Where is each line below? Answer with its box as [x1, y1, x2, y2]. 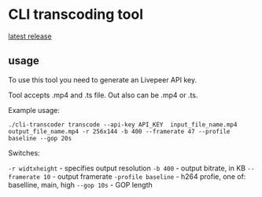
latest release [8, 31, 53, 41]
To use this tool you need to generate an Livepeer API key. [8, 75, 197, 84]
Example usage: [8, 105, 61, 115]
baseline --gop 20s [8, 134, 72, 142]
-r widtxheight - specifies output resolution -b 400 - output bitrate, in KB [8, 163, 246, 173]
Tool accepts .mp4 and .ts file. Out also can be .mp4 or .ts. [8, 90, 198, 100]
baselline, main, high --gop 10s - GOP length [8, 180, 153, 189]
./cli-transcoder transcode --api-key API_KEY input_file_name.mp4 [8, 120, 238, 129]
